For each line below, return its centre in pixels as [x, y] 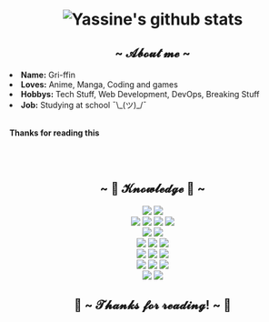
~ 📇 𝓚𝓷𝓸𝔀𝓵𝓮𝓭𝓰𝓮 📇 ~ [153, 189]
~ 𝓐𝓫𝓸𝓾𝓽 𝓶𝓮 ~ [153, 53]
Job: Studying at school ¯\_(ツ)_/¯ [84, 105]
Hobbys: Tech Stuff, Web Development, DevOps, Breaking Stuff [140, 94]
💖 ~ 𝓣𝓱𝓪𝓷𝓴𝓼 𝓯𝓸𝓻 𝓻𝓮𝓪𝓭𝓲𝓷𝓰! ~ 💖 [153, 305]
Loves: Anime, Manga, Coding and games [100, 85]
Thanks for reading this [55, 133]
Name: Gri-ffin [48, 75]
